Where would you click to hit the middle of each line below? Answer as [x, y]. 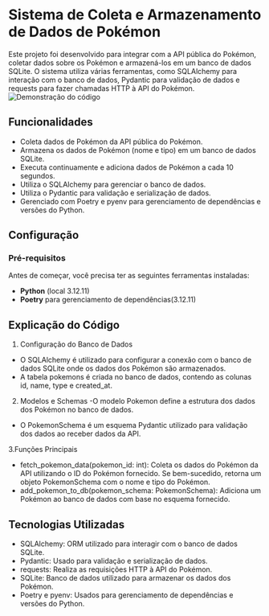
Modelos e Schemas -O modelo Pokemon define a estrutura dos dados [137, 401]
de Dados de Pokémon [85, 32]
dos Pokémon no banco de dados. [77, 410]
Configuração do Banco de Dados [76, 344]
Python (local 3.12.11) [55, 291]
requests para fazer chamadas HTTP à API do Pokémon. [102, 88]
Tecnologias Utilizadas [67, 524]
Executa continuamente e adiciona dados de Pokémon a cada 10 [127, 167]
